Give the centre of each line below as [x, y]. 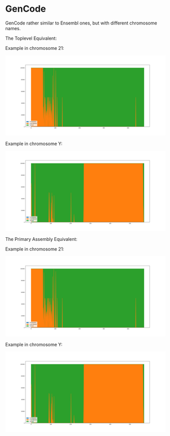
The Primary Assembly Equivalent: [41, 239]
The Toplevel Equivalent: [31, 38]
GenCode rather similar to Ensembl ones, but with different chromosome [81, 23]
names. [13, 28]
